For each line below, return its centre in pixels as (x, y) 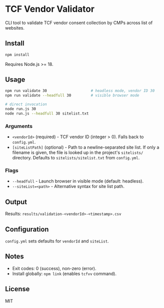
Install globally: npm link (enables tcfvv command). (64, 274)
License (17, 289)
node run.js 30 (21, 109)
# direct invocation (26, 104)
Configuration (27, 229)
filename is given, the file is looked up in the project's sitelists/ (78, 153)
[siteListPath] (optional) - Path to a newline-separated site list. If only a (86, 147)
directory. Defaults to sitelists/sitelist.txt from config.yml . (76, 158)
